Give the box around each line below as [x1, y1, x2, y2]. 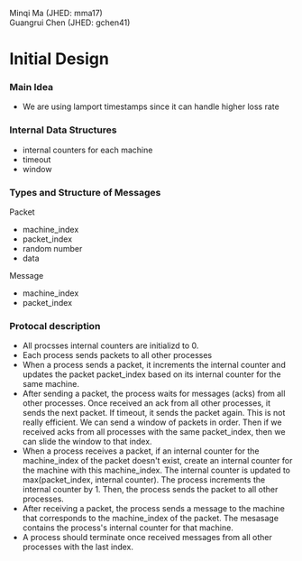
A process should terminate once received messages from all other [22, 532, 272, 543]
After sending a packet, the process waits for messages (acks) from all [22, 388, 286, 400]
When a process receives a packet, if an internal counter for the [22, 446, 260, 456]
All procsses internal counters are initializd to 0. [22, 340, 199, 351]
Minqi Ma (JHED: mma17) [9, 8, 104, 18]
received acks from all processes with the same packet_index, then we [22, 427, 286, 437]
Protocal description [9, 320, 101, 332]
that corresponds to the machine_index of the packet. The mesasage [22, 513, 279, 524]
